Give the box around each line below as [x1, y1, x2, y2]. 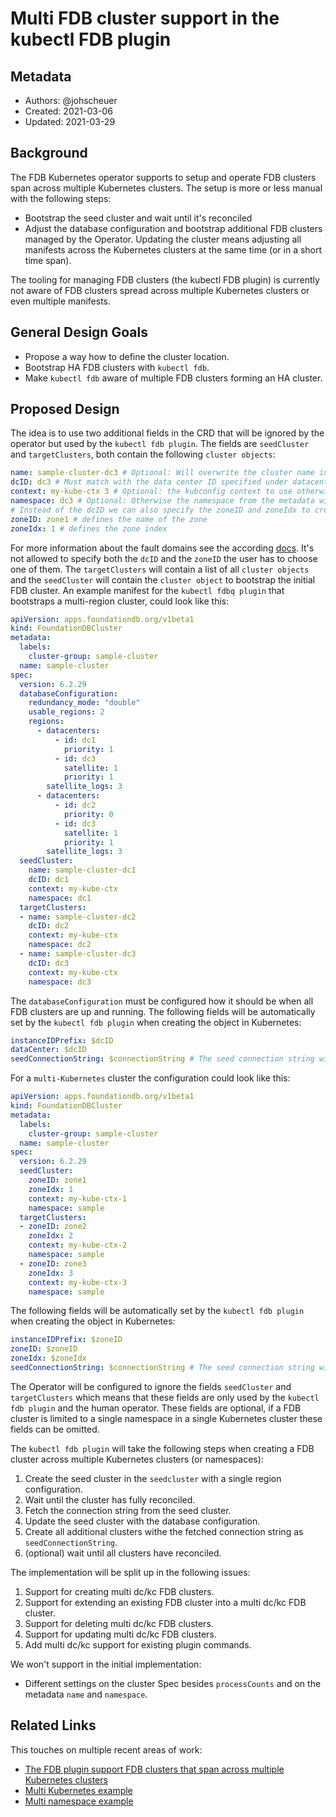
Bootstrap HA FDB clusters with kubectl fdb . [24, 361, 210, 373]
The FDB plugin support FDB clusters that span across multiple [24, 1763, 285, 1775]
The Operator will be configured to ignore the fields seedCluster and [10, 1380, 292, 1392]
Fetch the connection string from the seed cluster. [24, 1504, 232, 1516]
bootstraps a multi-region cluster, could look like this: [10, 595, 230, 607]
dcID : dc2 [28, 921, 70, 931]
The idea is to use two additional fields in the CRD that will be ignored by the [10, 427, 325, 439]
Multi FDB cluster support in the [10, 7, 280, 30]
